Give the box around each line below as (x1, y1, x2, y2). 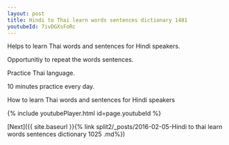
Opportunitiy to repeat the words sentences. (7, 56, 134, 64)
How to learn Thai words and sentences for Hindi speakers (7, 96, 176, 104)
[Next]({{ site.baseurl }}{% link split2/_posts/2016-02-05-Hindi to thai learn (7, 123, 223, 131)
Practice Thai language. (7, 69, 75, 77)
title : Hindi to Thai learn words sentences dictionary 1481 (7, 17, 188, 24)
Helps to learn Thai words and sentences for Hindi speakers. (7, 42, 180, 51)
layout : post (7, 10, 45, 17)
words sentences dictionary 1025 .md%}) (7, 130, 126, 139)
